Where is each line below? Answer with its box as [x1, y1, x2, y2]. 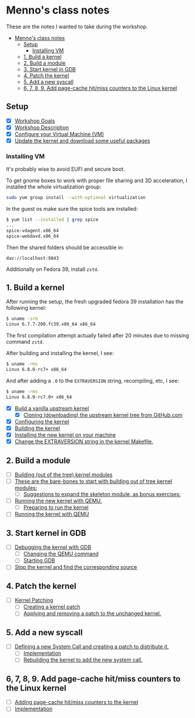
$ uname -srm [6, 316, 38, 322]
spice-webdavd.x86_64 [6, 233, 59, 239]
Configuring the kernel [14, 418, 69, 425]
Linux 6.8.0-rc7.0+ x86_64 [6, 394, 72, 400]
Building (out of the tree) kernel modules [14, 471, 113, 478]
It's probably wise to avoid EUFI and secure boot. [6, 166, 125, 173]
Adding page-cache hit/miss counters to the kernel [14, 699, 139, 706]
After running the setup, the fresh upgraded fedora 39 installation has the [6, 298, 184, 305]
